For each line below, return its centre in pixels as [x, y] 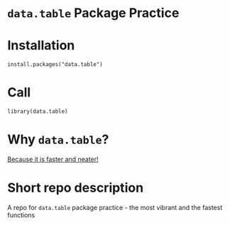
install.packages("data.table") [55, 65]
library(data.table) [38, 111]
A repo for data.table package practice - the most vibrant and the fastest [115, 207]
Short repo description [76, 188]
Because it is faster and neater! [53, 159]
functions [21, 215]
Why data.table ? [58, 139]
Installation [41, 46]
